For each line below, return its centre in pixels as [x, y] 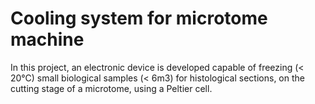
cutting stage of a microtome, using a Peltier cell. [111, 88]
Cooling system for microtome [139, 18]
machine [47, 39]
